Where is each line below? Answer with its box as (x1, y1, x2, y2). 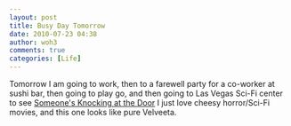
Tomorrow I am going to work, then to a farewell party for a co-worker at (9, 79, 276, 89)
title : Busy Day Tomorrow (9, 21, 105, 30)
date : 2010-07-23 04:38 (9, 29, 98, 38)
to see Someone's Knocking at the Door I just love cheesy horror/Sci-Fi (9, 98, 270, 107)
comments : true (9, 46, 66, 55)
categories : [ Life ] (9, 54, 82, 63)
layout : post (9, 12, 58, 22)
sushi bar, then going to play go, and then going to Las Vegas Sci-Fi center (9, 88, 283, 98)
